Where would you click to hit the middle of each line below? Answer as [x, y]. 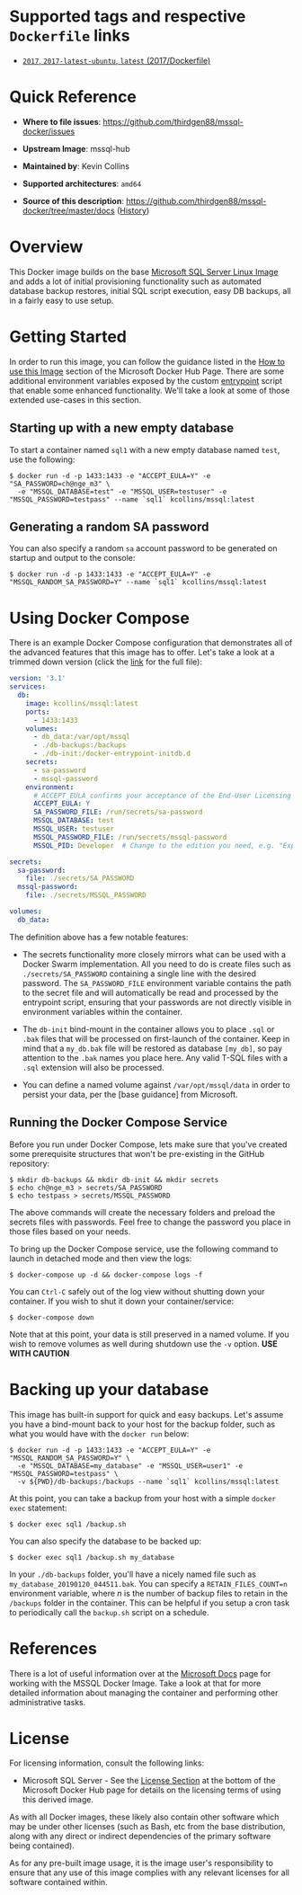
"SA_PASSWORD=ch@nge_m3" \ [60, 484]
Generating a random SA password [109, 526]
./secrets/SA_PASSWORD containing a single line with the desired [139, 974]
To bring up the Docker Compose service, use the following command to [144, 1249]
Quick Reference [73, 97]
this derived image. [58, 1800]
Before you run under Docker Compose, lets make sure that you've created [148, 1144]
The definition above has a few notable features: [99, 937]
